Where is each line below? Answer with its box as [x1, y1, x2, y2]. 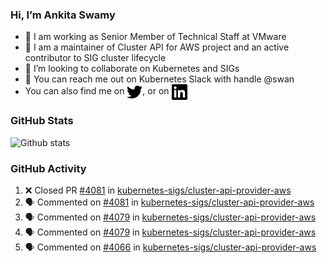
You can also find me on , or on [24, 85, 170, 97]
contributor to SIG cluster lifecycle [24, 52, 167, 64]
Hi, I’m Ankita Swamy [10, 8, 116, 22]
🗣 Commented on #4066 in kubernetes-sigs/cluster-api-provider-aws [24, 241, 317, 253]
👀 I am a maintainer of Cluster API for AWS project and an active [24, 41, 290, 53]
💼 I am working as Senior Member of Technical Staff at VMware [24, 31, 287, 43]
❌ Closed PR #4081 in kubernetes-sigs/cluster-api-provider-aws [24, 184, 292, 196]
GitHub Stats [10, 114, 74, 128]
